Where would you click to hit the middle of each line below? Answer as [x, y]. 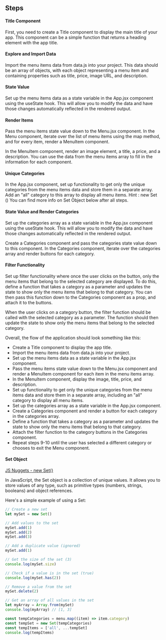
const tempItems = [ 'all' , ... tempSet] [46, 628]
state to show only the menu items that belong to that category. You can [79, 292]
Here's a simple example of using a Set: [46, 501]
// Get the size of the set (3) [38, 560]
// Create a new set [27, 510]
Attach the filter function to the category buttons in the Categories [80, 432]
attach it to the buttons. [29, 302]
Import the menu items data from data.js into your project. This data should [82, 65]
